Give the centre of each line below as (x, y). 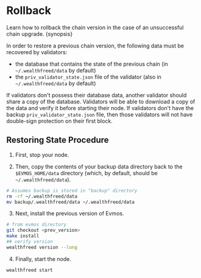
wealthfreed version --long (42, 247)
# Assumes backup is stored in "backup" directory (72, 190)
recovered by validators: (37, 52)
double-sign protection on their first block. (59, 121)
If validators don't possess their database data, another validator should (97, 95)
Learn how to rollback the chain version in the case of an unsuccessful (95, 27)
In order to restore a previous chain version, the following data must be (95, 46)
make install (23, 236)
